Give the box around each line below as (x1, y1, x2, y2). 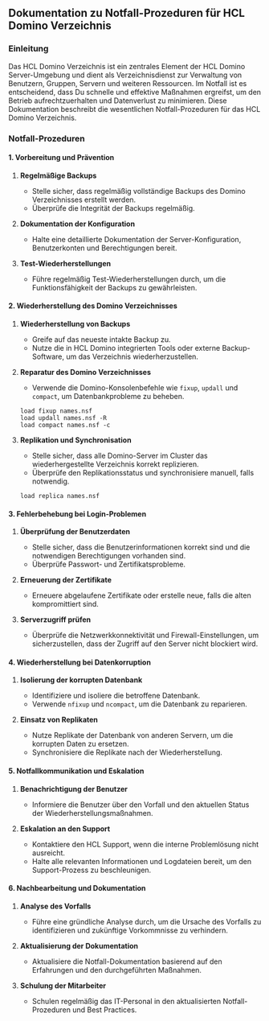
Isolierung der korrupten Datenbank (19, 675, 143, 685)
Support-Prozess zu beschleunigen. (31, 865, 152, 875)
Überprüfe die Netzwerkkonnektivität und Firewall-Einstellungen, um (31, 631, 259, 640)
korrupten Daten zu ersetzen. (31, 739, 130, 749)
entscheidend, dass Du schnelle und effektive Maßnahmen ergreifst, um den (8, 87, 262, 97)
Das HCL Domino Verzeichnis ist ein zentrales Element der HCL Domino (8, 61, 246, 71)
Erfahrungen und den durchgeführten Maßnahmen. (31, 965, 202, 974)
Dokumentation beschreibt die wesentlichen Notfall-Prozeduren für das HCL (8, 104, 261, 113)
